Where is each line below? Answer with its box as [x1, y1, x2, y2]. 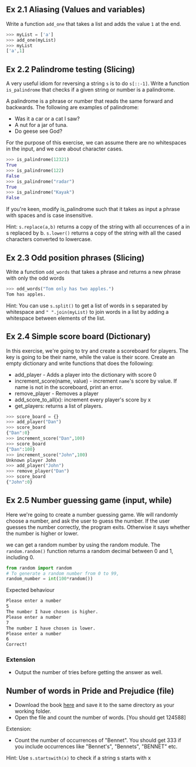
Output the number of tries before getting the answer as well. [14, 669, 163, 676]
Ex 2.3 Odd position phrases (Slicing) [6, 253, 145, 263]
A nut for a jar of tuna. [14, 122, 68, 129]
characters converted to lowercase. [6, 236, 92, 243]
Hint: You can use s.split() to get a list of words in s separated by [6, 302, 168, 309]
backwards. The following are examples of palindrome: [6, 104, 139, 111]
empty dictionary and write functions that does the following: [6, 360, 154, 367]
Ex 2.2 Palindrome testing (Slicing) [6, 64, 135, 74]
